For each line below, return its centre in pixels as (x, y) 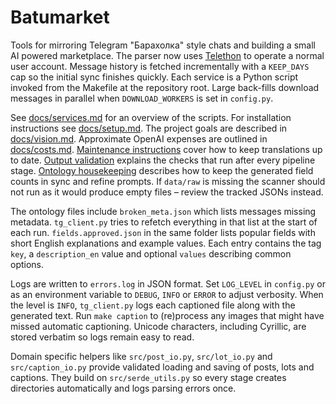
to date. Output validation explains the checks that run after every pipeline (163, 160)
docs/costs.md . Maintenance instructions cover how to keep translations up (166, 149)
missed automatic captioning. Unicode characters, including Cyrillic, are (158, 326)
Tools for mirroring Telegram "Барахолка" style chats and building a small (163, 45)
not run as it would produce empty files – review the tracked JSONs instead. (167, 192)
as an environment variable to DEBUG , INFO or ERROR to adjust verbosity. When (167, 294)
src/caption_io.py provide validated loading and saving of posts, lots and (162, 367)
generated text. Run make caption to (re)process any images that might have (167, 315)
